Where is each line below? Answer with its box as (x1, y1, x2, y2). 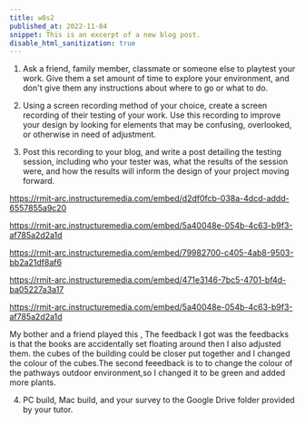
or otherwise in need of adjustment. (22, 129, 157, 140)
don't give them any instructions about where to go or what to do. (22, 82, 269, 93)
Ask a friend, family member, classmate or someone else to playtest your (22, 63, 296, 74)
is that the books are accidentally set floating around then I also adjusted (9, 339, 281, 350)
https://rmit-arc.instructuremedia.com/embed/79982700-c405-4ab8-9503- (9, 247, 294, 258)
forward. (22, 176, 55, 187)
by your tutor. (22, 404, 74, 415)
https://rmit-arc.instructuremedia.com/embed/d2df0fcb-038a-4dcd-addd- (9, 193, 290, 204)
